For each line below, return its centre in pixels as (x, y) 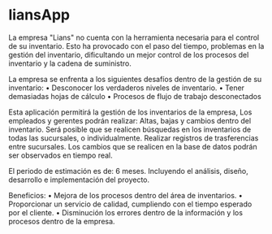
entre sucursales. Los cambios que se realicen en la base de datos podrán (133, 146)
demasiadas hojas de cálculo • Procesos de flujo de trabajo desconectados (135, 96)
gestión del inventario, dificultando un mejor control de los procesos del (129, 54)
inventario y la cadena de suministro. (70, 63)
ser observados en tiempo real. (61, 155)
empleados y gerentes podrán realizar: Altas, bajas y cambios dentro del (130, 120)
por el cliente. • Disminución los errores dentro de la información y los (126, 212)
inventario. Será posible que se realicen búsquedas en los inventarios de (130, 129)
